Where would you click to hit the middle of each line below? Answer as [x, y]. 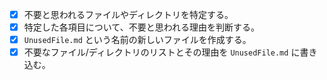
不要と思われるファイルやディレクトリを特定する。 [128, 14]
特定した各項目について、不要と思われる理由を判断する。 [141, 27]
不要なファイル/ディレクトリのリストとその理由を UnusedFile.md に [162, 52]
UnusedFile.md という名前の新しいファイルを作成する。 [137, 40]
